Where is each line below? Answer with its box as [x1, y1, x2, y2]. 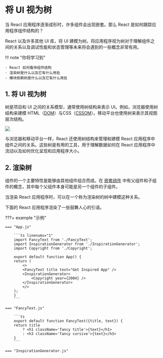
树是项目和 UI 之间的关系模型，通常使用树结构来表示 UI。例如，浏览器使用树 [5, 104, 158, 110]
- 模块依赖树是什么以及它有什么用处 [5, 75, 68, 81]
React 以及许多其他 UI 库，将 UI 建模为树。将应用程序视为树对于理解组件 [5, 38, 151, 44]
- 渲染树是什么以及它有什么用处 [5, 70, 60, 75]
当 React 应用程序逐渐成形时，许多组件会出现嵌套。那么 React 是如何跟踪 [5, 21, 152, 27]
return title [14, 323, 40, 328]
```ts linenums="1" [14, 233, 54, 238]
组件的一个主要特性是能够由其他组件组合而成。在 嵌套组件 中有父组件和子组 [5, 177, 157, 183]
